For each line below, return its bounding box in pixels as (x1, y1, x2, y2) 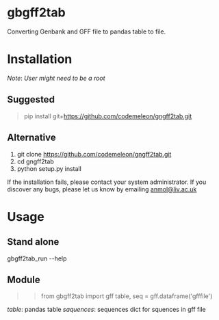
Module (7, 274, 40, 285)
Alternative (7, 132, 56, 144)
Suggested (7, 94, 55, 105)
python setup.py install (16, 164, 82, 172)
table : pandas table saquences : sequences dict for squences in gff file (7, 306, 207, 314)
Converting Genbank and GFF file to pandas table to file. (7, 27, 166, 36)
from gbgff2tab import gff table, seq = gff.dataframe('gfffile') (40, 292, 213, 300)
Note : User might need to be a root (7, 74, 105, 82)
